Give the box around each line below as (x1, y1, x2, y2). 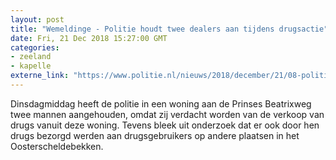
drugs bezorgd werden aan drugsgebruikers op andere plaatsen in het (10, 129, 300, 141)
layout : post (10, 14, 65, 25)
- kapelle (10, 61, 52, 71)
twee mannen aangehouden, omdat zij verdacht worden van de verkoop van (10, 108, 325, 120)
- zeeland (10, 52, 52, 62)
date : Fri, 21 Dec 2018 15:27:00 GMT (10, 33, 168, 43)
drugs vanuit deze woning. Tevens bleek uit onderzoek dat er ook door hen (10, 119, 320, 131)
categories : (10, 42, 60, 53)
